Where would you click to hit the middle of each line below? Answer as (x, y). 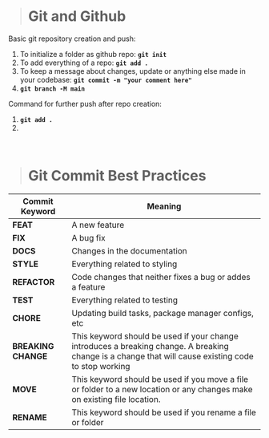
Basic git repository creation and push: (72, 39)
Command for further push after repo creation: (85, 103)
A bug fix (88, 237)
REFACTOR (34, 282)
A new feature (98, 225)
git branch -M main (52, 89)
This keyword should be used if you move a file (160, 379)
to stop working (101, 366)
